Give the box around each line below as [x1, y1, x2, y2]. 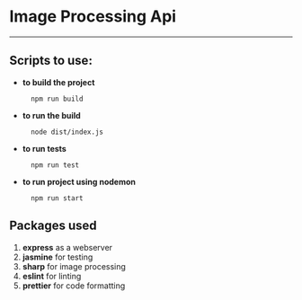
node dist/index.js [31, 128, 103, 137]
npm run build [31, 94, 84, 103]
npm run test [31, 160, 80, 170]
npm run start [31, 193, 84, 203]
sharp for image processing [22, 260, 126, 271]
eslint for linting [22, 270, 82, 281]
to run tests [22, 143, 67, 154]
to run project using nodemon [22, 176, 137, 187]
